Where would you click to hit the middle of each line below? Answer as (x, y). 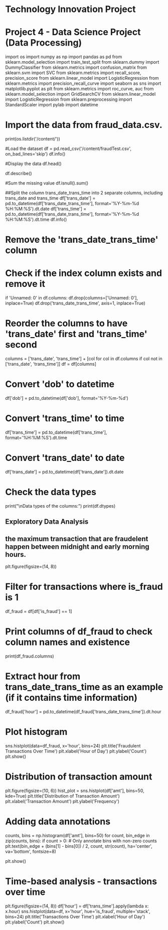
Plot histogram (36, 732)
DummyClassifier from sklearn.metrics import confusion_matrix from (76, 67)
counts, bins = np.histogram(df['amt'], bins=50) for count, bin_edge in (77, 835)
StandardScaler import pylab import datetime (52, 105)
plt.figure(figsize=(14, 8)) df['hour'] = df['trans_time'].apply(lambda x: (77, 906)
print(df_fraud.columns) (30, 656)
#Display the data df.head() (33, 164)
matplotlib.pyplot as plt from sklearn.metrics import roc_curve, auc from (79, 89)
